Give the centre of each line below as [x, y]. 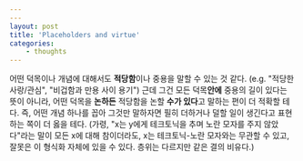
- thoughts [46, 52]
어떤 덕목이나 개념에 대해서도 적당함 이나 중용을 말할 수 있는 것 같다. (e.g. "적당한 [151, 79]
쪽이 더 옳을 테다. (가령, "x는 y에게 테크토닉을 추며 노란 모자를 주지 [144, 125]
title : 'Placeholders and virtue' [75, 35]
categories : [32, 43]
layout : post [34, 26]
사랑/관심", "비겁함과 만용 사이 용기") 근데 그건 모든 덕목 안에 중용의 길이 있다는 [149, 90]
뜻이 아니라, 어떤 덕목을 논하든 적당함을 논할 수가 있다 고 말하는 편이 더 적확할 [145, 102]
